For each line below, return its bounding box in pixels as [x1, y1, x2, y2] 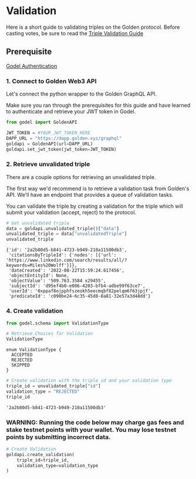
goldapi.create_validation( [6, 451, 75, 457]
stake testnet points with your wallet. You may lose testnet [6, 426, 177, 434]
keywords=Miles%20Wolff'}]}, [6, 262, 77, 268]
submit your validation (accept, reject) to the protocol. [6, 208, 137, 215]
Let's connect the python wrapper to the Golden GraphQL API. [6, 90, 157, 97]
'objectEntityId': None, [8, 273, 69, 279]
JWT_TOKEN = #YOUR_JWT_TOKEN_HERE [6, 130, 91, 136]
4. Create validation [6, 307, 63, 315]
